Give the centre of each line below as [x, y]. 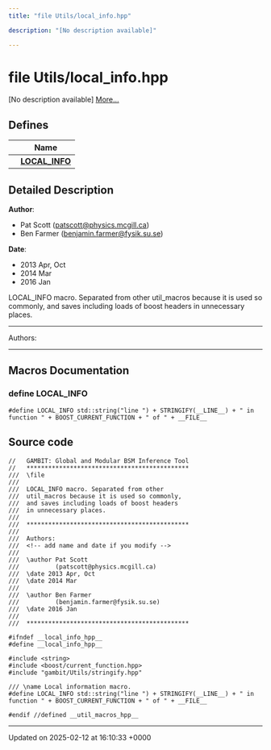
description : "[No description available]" [83, 30]
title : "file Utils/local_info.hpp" [70, 16]
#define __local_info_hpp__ [56, 644]
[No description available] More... [64, 100]
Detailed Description [61, 190]
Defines [29, 125]
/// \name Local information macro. [70, 686]
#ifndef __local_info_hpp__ [56, 637]
